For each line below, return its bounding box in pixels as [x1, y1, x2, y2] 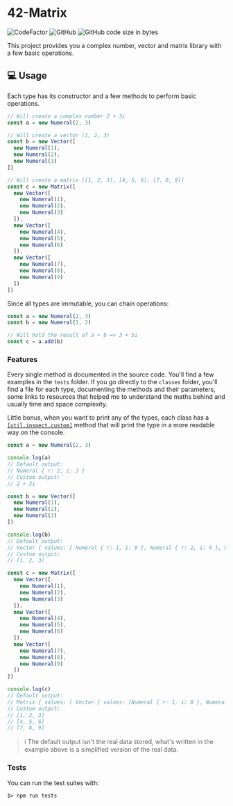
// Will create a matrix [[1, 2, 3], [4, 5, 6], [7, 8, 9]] [7, 176, 185, 184]
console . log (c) [7, 686, 51, 693]
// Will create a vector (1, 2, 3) [7, 132, 110, 139]
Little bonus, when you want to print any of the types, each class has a [7, 413, 209, 422]
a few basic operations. [7, 49, 74, 57]
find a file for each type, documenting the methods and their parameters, [7, 385, 216, 394]
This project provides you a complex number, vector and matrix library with [7, 41, 222, 49]
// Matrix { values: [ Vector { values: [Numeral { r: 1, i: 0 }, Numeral [7, 698, 228, 706]
